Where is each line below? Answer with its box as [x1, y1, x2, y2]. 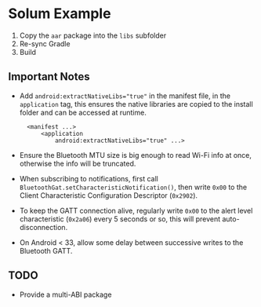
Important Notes [8, 70, 90, 83]
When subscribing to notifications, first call [19, 174, 158, 183]
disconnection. [19, 222, 68, 232]
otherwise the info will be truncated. [19, 159, 136, 168]
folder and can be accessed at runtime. [19, 108, 147, 117]
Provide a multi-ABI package [19, 290, 112, 299]
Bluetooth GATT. [19, 246, 73, 255]
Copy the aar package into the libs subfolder [19, 31, 167, 40]
